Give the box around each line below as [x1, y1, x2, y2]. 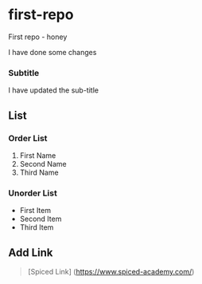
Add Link [8, 246, 53, 259]
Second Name [19, 159, 67, 168]
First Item [19, 206, 52, 215]
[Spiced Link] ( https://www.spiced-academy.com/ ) [27, 267, 195, 277]
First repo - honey [8, 32, 68, 41]
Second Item [19, 214, 62, 224]
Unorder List [8, 187, 57, 199]
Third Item [19, 223, 54, 232]
